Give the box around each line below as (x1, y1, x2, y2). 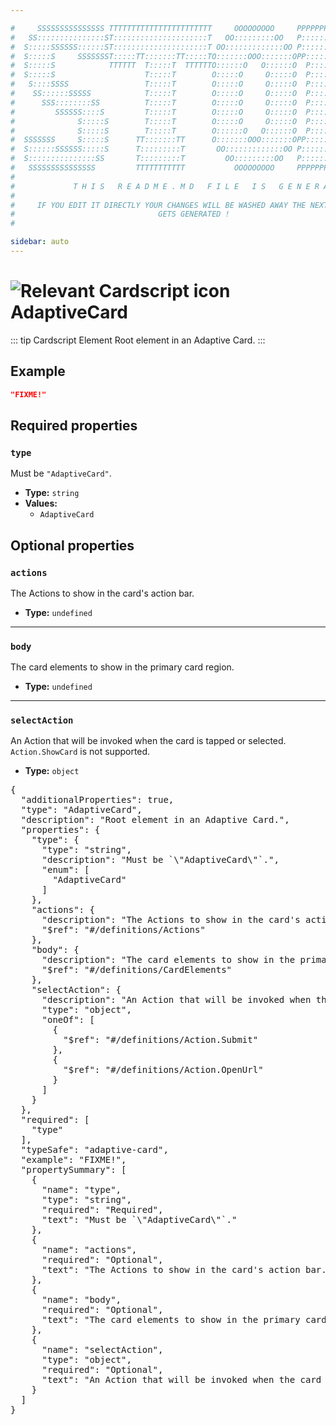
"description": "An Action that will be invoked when (41, 994, 312, 1006)
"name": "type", (41, 1184, 122, 1196)
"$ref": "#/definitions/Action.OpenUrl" (63, 1064, 264, 1076)
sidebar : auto (10, 237, 70, 247)
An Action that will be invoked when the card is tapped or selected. (10, 735, 287, 747)
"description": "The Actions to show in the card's (41, 914, 301, 926)
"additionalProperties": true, (20, 794, 175, 806)
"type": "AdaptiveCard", (20, 804, 143, 816)
